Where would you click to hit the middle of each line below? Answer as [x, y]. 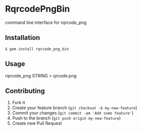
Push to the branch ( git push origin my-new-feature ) [66, 118]
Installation [23, 38]
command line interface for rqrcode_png [46, 22]
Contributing [25, 91]
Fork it [19, 103]
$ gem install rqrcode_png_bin [37, 49]
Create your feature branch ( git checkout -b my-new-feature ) [75, 108]
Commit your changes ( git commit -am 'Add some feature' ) [73, 113]
